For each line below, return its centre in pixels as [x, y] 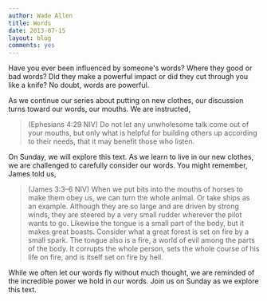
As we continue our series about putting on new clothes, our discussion [126, 101]
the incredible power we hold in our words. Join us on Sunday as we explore [133, 281]
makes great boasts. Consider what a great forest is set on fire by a [138, 232]
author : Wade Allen [41, 16]
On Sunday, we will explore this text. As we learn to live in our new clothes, [131, 157]
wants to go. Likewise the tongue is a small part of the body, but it [136, 224]
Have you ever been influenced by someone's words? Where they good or [130, 68]
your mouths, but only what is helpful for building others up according [142, 133]
